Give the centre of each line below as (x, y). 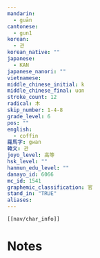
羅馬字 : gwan (24, 142)
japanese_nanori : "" (37, 71)
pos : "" (18, 123)
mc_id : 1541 (24, 181)
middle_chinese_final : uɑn (46, 91)
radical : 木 (24, 104)
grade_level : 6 (29, 116)
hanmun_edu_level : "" (38, 168)
